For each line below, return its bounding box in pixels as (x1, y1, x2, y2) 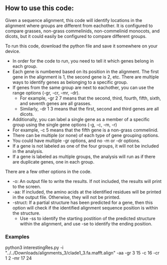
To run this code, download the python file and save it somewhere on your (5, 42, 158, 49)
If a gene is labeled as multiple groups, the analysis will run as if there (12, 153, 156, 159)
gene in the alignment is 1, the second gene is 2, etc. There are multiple (12, 73, 160, 79)
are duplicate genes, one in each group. (12, 158, 95, 164)
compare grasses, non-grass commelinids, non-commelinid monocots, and (5, 27, 160, 34)
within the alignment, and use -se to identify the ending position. (19, 220, 153, 226)
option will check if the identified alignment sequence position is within (12, 204, 159, 210)
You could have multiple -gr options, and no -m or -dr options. (12, 137, 141, 143)
